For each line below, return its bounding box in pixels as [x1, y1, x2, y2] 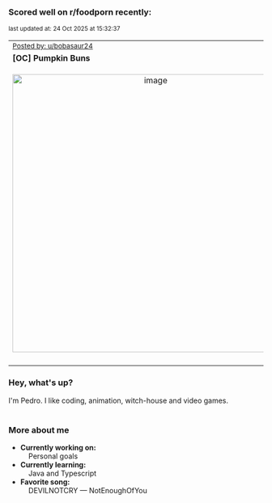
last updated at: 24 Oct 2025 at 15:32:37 [8, 25, 121, 33]
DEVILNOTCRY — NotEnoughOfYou [28, 485, 148, 495]
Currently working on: [19, 442, 96, 452]
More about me [8, 424, 70, 435]
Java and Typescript [28, 468, 97, 478]
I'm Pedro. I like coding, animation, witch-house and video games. [8, 395, 229, 405]
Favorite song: [19, 476, 70, 487]
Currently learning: [19, 459, 87, 469]
